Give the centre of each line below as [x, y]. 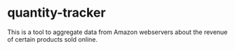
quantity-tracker [57, 13]
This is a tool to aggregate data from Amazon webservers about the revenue [117, 32]
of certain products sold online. [53, 39]
